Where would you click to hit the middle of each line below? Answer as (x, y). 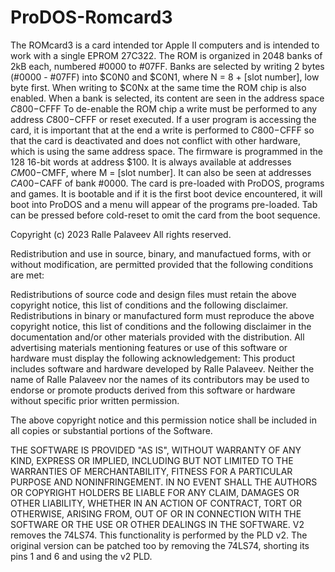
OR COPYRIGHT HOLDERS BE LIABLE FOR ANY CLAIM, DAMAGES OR (155, 492)
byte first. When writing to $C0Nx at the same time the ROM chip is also (158, 87)
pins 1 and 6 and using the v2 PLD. (81, 556)
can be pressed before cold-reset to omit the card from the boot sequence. (165, 215)
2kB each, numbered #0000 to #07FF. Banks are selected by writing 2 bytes (167, 66)
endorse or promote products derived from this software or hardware (153, 390)
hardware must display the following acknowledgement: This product (153, 358)
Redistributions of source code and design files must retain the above (153, 294)
